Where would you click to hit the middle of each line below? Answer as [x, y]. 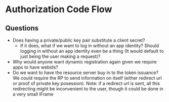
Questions [22, 28]
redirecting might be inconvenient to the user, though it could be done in [88, 89]
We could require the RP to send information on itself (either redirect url [87, 78]
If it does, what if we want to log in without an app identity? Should [90, 46]
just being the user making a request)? [60, 56]
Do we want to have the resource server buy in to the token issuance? [85, 73]
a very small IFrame [33, 94]
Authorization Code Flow [59, 9]
